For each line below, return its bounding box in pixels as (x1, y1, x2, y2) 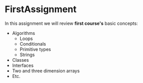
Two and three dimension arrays (12, 67, 80, 74)
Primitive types (19, 46, 51, 52)
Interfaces (12, 62, 34, 68)
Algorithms (12, 30, 35, 36)
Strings (19, 52, 35, 58)
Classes (12, 57, 29, 63)
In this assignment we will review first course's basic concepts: (5, 20, 138, 26)
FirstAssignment (5, 4, 77, 15)
